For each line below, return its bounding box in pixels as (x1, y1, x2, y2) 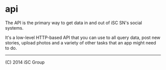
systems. (5, 25, 24, 31)
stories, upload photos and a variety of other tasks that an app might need (5, 39, 157, 45)
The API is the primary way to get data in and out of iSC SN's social (5, 20, 142, 26)
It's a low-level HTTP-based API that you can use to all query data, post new (5, 35, 161, 40)
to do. (5, 45, 17, 51)
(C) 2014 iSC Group (5, 59, 45, 65)
